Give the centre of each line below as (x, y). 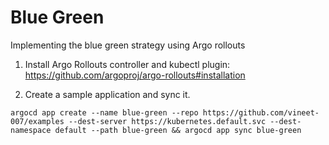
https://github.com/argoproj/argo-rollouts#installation (135, 75)
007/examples (37, 121)
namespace (31, 130)
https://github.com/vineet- (261, 112)
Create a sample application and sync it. (107, 94)
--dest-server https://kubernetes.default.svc (167, 121)
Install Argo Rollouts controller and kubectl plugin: (127, 64)
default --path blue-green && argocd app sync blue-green (178, 130)
